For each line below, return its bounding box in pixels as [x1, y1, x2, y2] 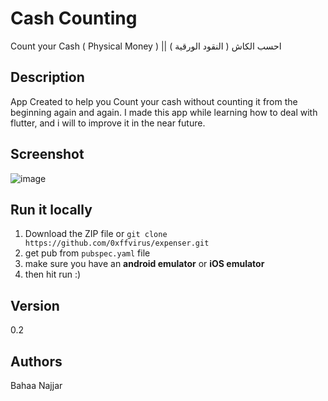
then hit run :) [24, 268, 82, 281]
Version [10, 297, 60, 314]
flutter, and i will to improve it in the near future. [10, 117, 206, 129]
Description [10, 69, 85, 86]
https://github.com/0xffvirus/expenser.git [24, 238, 210, 249]
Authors [10, 353, 63, 370]
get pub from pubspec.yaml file [24, 247, 151, 259]
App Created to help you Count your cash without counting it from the [10, 95, 298, 107]
